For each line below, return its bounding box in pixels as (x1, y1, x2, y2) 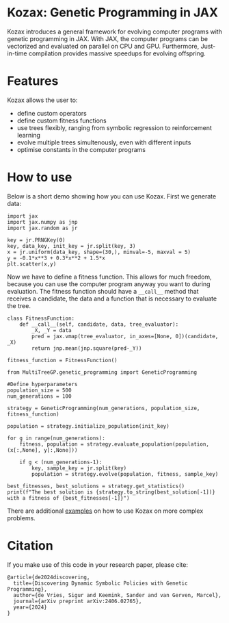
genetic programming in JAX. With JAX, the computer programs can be (7, 34, 208, 42)
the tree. (7, 301, 31, 309)
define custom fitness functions (16, 116, 107, 125)
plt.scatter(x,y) (7, 260, 57, 268)
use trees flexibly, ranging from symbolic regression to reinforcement (16, 123, 212, 131)
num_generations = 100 (7, 392, 72, 400)
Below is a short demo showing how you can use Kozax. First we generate (7, 192, 217, 200)
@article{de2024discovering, (7, 574, 90, 581)
